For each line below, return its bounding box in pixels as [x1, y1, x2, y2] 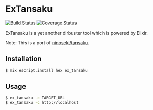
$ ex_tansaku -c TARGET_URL [5, 95, 65, 101]
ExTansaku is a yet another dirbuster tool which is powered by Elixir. [5, 30, 148, 36]
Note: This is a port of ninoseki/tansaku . [5, 39, 89, 46]
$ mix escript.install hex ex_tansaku [5, 68, 88, 73]
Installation [5, 54, 42, 63]
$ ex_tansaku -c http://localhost [5, 100, 79, 105]
